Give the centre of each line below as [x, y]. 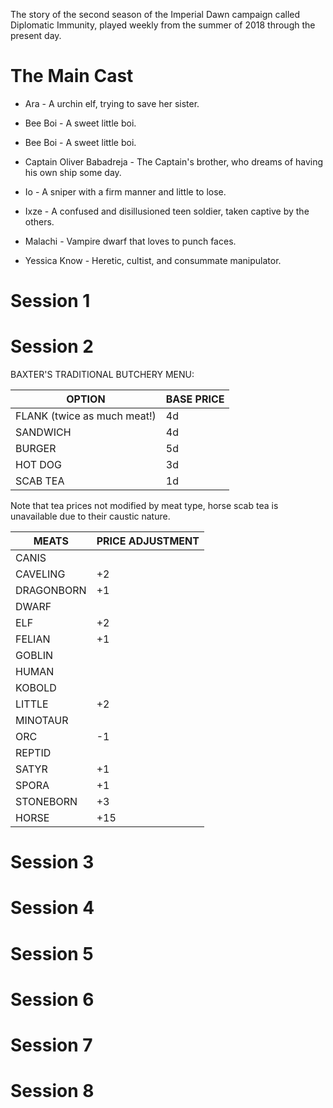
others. [39, 221]
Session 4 [52, 908]
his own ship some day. [73, 172]
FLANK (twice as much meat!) [86, 416]
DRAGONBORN [51, 591]
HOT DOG [38, 465]
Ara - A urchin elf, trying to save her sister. [112, 103]
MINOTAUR [42, 721]
